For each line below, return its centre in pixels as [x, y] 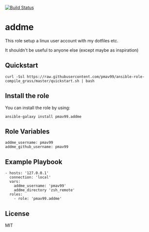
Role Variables [27, 131]
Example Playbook [34, 162]
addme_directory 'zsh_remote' [45, 190]
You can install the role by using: [38, 108]
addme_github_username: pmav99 [37, 147]
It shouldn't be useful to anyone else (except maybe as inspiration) [72, 50]
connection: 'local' [30, 177]
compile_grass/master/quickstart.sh [42, 81]
